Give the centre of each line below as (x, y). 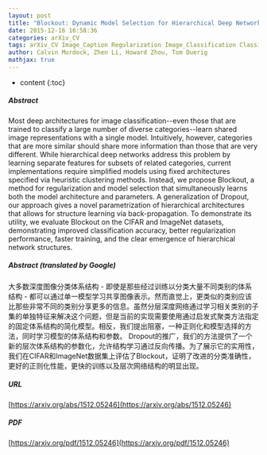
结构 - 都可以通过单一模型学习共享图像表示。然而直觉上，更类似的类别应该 (130, 296)
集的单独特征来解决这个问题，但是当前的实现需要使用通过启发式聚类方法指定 (133, 316)
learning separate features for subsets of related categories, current (120, 163)
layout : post (30, 15)
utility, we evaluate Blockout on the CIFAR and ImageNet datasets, (116, 222)
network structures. (41, 247)
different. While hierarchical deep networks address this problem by (120, 154)
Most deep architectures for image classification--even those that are (122, 121)
